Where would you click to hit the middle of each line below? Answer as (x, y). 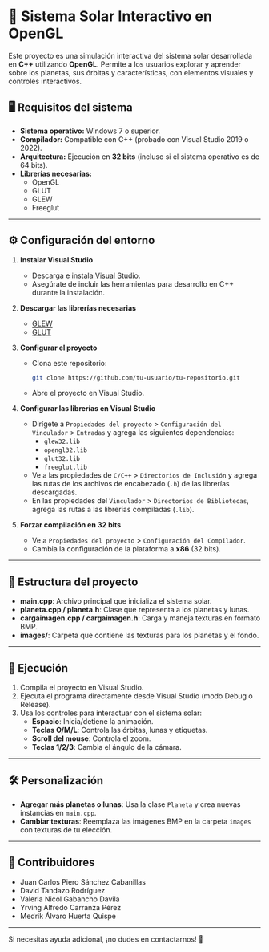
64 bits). (34, 165)
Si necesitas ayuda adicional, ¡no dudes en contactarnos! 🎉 (106, 939)
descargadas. (54, 492)
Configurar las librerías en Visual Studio (88, 409)
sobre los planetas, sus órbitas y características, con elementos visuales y (131, 72)
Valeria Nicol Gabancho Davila (70, 899)
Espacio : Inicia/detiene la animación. (92, 722)
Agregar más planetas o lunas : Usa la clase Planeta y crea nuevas (130, 804)
